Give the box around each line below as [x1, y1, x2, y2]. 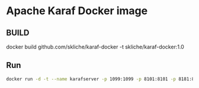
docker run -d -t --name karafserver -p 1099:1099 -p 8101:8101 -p [6, 76, 176, 82]
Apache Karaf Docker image [6, 4, 148, 18]
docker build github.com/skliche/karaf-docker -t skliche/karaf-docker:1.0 [6, 43, 185, 50]
